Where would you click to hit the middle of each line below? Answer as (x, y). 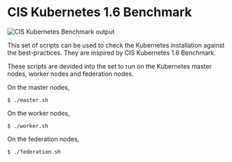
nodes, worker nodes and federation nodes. (71, 74)
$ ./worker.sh (28, 126)
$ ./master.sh (28, 100)
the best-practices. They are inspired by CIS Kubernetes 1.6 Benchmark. (111, 53)
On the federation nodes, (43, 139)
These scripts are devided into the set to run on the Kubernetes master (110, 66)
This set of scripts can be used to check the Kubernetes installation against (116, 45)
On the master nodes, (39, 87)
